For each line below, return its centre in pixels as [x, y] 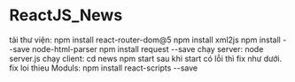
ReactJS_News [66, 15]
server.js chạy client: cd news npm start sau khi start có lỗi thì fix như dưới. [146, 58]
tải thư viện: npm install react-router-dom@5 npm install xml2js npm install [145, 40]
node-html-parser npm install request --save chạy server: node [148, 48]
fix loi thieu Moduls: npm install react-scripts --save [104, 68]
